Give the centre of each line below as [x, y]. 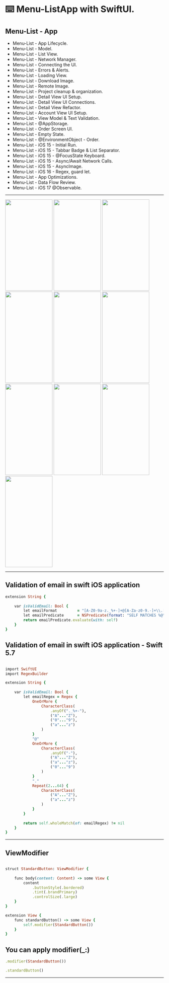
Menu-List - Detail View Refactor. [47, 107]
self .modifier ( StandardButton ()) [58, 925]
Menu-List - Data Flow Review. [44, 182]
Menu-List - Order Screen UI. [43, 129]
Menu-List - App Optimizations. [45, 177]
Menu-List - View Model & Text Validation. [56, 118]
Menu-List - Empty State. [38, 134]
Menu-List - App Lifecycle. [40, 43]
